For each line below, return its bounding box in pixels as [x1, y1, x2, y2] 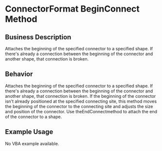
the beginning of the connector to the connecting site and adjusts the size [5, 103, 153, 109]
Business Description [5, 33, 72, 41]
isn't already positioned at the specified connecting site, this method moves [5, 98, 157, 104]
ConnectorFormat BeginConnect [5, 3, 140, 15]
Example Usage [5, 128, 54, 136]
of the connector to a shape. [5, 114, 62, 120]
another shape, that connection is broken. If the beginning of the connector [5, 93, 156, 99]
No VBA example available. [5, 140, 59, 146]
